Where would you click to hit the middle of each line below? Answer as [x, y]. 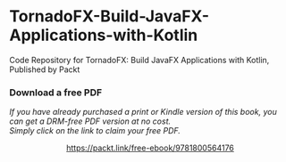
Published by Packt [45, 69]
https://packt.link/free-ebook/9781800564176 [150, 148]
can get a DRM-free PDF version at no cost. [90, 121]
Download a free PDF [56, 93]
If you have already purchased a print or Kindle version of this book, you [143, 112]
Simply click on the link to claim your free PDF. [95, 131]
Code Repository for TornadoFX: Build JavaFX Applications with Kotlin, [139, 60]
